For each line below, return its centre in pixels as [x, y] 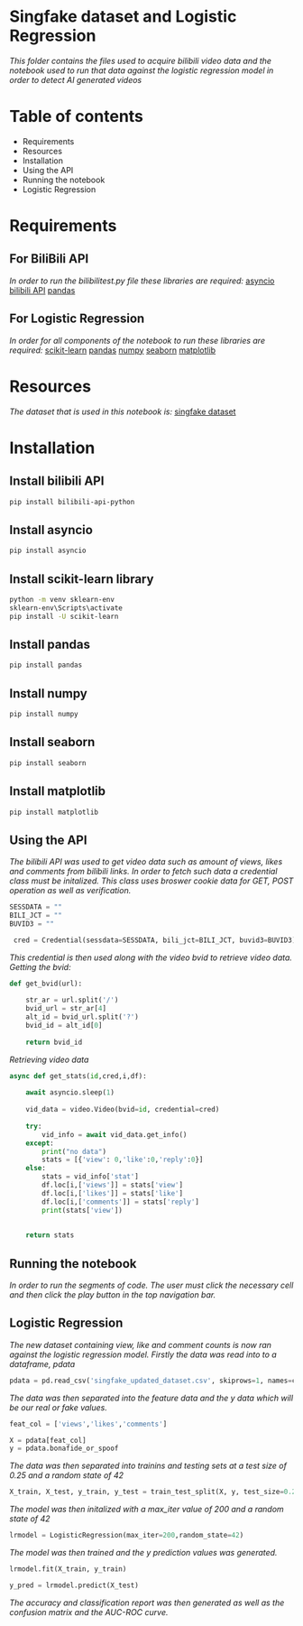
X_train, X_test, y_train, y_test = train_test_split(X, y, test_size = [147, 1492]
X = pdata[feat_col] [48, 1440]
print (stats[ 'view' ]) [83, 1210]
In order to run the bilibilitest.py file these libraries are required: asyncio [142, 281]
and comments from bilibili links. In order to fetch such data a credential [143, 872]
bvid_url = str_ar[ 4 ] [66, 1009]
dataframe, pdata [42, 1363]
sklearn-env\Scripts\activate [66, 608]
